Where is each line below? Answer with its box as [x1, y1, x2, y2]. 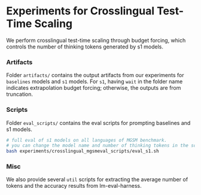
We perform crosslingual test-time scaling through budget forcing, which [6, 36, 186, 44]
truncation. [6, 91, 33, 98]
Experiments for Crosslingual [6, 4, 155, 18]
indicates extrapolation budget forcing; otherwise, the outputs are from [6, 84, 181, 92]
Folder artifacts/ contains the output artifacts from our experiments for [6, 72, 184, 79]
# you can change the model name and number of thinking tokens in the [6, 142, 188, 149]
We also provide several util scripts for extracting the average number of [6, 176, 188, 183]
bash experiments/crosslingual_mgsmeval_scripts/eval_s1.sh [6, 148, 160, 154]
